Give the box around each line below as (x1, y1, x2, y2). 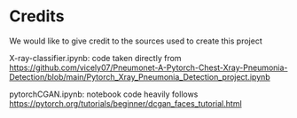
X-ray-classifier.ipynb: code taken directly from (9, 52, 182, 63)
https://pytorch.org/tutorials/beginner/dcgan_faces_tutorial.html (9, 98, 242, 108)
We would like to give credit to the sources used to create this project (9, 35, 263, 46)
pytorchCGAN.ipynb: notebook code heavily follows (9, 89, 199, 99)
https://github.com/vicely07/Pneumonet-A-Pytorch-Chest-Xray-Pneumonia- (9, 62, 288, 73)
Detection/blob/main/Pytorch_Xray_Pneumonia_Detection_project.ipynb (9, 71, 270, 82)
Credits (9, 6, 65, 27)
